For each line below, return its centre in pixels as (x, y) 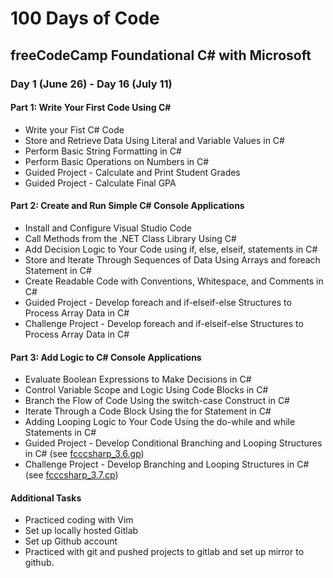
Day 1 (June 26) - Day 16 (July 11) (91, 84)
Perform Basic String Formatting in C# (103, 151)
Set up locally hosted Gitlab (81, 531)
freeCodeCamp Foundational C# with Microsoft (161, 55)
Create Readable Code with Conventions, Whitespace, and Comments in (174, 281)
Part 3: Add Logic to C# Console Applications (106, 357)
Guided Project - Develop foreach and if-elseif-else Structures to (158, 302)
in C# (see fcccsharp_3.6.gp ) (84, 454)
